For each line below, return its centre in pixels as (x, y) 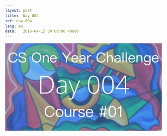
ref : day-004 (19, 21)
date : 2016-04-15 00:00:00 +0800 (42, 31)
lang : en (14, 26)
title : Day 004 (22, 16)
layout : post (19, 10)
